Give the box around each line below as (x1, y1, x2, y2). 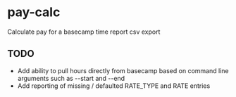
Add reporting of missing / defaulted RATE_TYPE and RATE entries (17, 82, 211, 90)
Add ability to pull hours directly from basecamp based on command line (17, 66, 229, 75)
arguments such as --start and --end (17, 74, 125, 82)
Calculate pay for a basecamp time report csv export (7, 27, 161, 36)
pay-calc (7, 4, 61, 20)
